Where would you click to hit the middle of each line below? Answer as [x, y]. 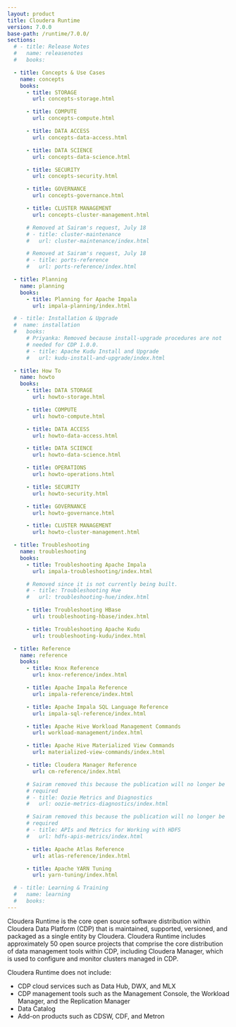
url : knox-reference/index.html [80, 675]
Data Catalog [37, 1009]
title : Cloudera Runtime [44, 20]
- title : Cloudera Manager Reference [81, 765]
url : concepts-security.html [75, 176]
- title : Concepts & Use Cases [60, 72]
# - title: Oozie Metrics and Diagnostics [89, 797]
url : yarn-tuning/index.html [75, 875]
